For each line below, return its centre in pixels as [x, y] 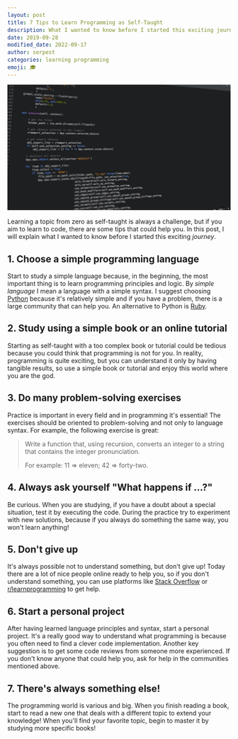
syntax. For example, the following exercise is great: [83, 430]
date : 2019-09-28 [33, 38]
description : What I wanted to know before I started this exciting [110, 30]
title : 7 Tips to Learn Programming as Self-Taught [85, 22]
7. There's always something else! [84, 688]
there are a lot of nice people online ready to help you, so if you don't [108, 574]
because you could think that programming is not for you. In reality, [105, 353]
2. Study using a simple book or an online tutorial [118, 329]
